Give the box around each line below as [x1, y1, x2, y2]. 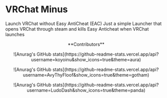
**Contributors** [67, 41, 105, 47]
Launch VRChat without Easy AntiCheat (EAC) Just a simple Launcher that [5, 20, 162, 27]
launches [5, 31, 25, 37]
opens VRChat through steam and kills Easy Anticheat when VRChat [5, 26, 149, 32]
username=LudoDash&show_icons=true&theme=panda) [26, 87, 146, 93]
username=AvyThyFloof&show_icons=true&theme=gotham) [23, 71, 150, 78]
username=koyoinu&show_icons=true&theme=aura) [31, 56, 141, 62]
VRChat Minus [5, 4, 68, 15]
